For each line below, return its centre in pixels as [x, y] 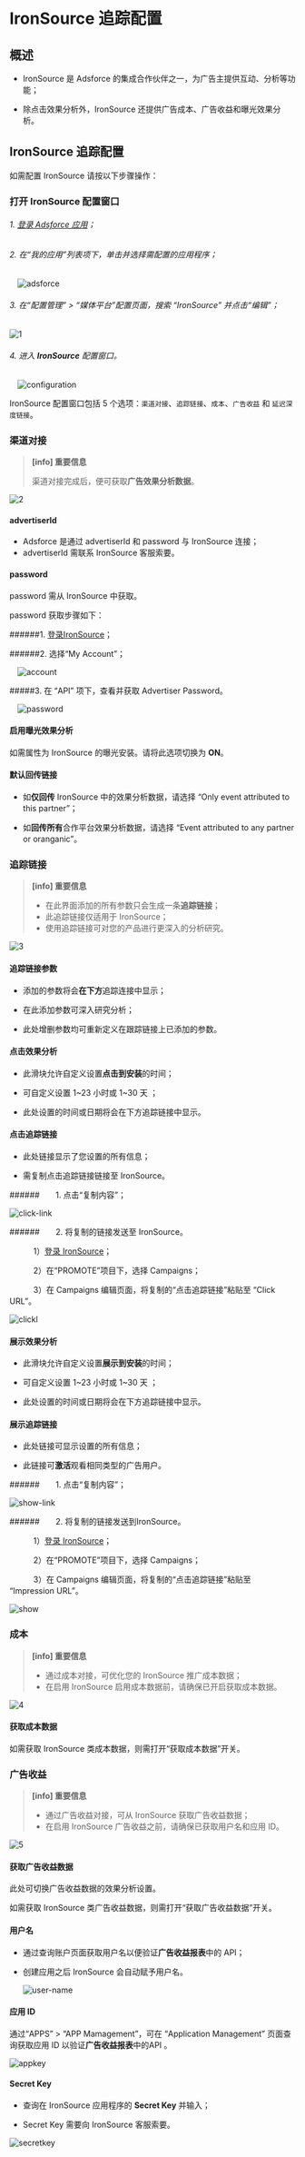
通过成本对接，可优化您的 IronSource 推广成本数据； [143, 1675]
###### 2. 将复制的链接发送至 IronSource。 [98, 1231]
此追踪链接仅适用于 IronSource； [107, 917]
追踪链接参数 [33, 968]
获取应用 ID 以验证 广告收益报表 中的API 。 [94, 2044]
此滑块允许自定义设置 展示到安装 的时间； [98, 1363]
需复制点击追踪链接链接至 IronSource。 [96, 1175]
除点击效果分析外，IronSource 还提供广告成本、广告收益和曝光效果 [148, 109]
